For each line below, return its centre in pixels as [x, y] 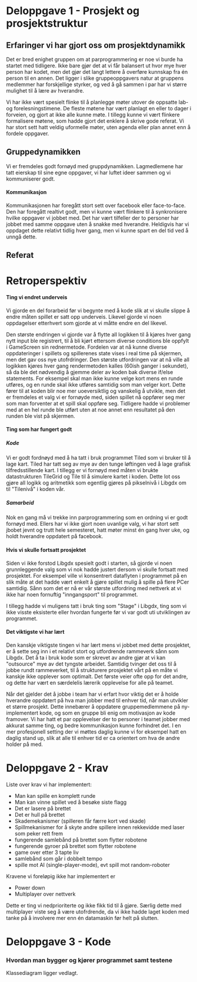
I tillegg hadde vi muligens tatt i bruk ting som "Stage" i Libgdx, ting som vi [96, 605]
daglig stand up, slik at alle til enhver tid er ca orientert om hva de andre [93, 738]
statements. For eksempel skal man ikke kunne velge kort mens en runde [95, 378]
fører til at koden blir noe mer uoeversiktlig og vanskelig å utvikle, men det [96, 391]
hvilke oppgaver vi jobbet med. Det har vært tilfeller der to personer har [93, 218]
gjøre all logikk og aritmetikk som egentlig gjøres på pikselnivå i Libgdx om [96, 483]
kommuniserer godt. [31, 179]
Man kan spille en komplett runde [55, 796]
